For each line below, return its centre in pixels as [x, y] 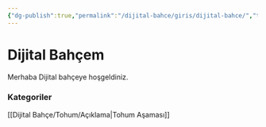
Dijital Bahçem [56, 54]
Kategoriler [30, 98]
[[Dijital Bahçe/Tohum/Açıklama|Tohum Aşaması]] [89, 114]
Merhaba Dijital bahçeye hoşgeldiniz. [68, 77]
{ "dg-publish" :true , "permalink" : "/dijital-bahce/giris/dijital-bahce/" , [130, 15]
